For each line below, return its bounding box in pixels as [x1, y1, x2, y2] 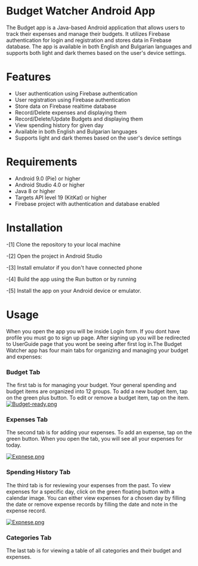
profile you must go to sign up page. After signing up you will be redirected [6, 334, 190, 341]
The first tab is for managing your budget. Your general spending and [6, 381, 177, 388]
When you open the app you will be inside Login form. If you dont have [6, 327, 180, 335]
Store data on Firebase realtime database [14, 103, 117, 110]
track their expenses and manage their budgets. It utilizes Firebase [6, 30, 171, 37]
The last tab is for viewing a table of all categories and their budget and [6, 547, 182, 554]
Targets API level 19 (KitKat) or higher [14, 194, 107, 201]
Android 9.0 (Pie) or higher [14, 175, 81, 182]
